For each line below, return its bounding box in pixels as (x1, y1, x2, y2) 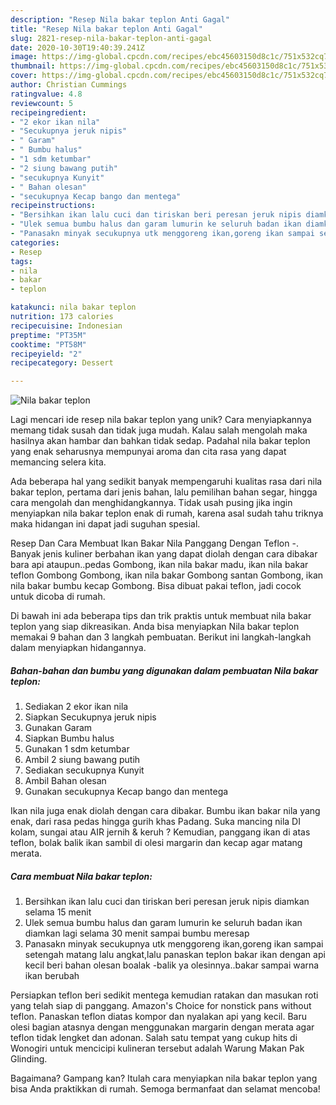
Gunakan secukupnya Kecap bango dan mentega (24, 786, 229, 798)
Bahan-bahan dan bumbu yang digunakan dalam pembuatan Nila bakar (10, 664, 319, 676)
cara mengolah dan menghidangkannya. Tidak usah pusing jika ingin (10, 497, 293, 509)
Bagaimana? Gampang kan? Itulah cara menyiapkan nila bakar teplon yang (10, 1072, 318, 1085)
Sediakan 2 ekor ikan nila (24, 701, 129, 713)
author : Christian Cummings (10, 80, 128, 90)
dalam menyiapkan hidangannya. (10, 642, 147, 654)
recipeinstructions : (10, 201, 97, 211)
